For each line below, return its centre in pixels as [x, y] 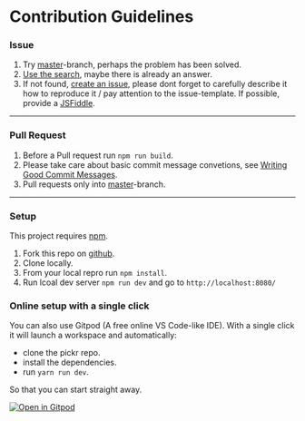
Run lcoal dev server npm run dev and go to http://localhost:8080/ [149, 282]
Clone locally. [48, 263]
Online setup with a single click [79, 306]
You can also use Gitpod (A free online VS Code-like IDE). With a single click [152, 326]
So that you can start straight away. [76, 390]
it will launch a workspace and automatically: [93, 335]
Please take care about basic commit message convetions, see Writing [155, 164]
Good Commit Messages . [70, 174]
